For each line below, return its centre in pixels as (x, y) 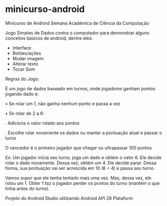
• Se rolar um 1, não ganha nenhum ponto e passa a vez (63, 103)
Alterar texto (25, 64)
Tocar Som (23, 69)
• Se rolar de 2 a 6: (25, 113)
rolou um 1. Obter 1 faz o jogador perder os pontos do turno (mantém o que (82, 183)
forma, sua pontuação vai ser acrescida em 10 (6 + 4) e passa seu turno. (80, 168)
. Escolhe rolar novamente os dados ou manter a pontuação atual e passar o (84, 133)
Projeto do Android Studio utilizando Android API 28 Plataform (69, 198)
